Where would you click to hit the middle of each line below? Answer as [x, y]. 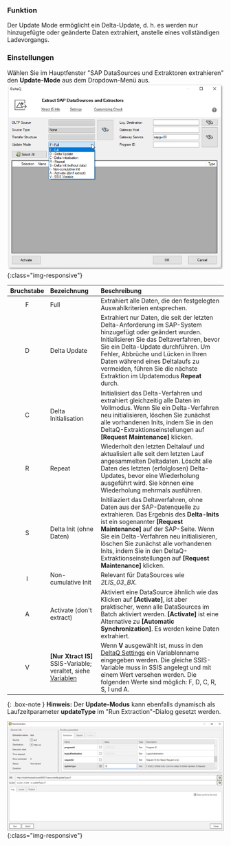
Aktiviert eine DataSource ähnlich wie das [159, 592]
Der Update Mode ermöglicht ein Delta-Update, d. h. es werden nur [102, 25]
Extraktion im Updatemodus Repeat [151, 376]
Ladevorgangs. [28, 40]
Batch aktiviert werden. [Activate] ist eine [159, 614]
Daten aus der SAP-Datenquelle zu [150, 507]
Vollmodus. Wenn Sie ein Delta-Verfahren [160, 407]
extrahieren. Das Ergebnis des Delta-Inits [160, 514]
